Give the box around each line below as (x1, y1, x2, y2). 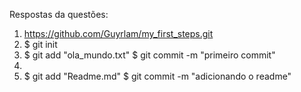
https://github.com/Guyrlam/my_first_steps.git (23, 28, 214, 39)
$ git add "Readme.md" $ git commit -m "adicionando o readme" (23, 70, 292, 82)
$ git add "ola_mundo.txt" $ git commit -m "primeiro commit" (23, 49, 276, 61)
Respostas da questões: (9, 9, 109, 20)
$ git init (23, 39, 58, 50)
